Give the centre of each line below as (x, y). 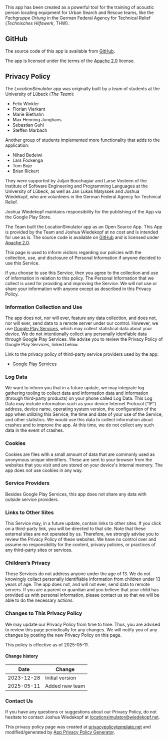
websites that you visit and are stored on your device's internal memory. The (84, 465)
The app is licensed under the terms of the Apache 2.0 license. (70, 61)
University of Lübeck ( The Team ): (40, 94)
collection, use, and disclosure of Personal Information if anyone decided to (83, 258)
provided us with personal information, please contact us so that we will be (82, 595)
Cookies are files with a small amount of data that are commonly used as (80, 454)
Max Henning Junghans (37, 119)
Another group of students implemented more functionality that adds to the (82, 140)
